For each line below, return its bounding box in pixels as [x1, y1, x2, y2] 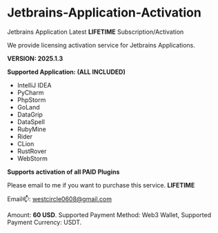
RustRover [17, 147, 47, 155]
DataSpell [17, 117, 45, 125]
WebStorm [17, 154, 48, 163]
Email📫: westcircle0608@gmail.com [7, 194, 112, 203]
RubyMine [17, 125, 46, 133]
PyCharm [17, 88, 44, 97]
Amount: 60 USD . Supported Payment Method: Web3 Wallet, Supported [7, 210, 212, 219]
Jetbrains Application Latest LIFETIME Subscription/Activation [7, 28, 184, 36]
